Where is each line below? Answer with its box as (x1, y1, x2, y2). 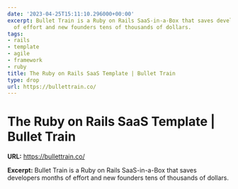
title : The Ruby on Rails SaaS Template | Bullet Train (7, 70, 176, 77)
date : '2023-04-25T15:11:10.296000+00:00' (7, 10, 135, 18)
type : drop (7, 76, 40, 84)
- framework (7, 57, 42, 64)
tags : (7, 30, 23, 38)
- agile (7, 50, 30, 58)
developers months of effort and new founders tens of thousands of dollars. (7, 173, 229, 182)
